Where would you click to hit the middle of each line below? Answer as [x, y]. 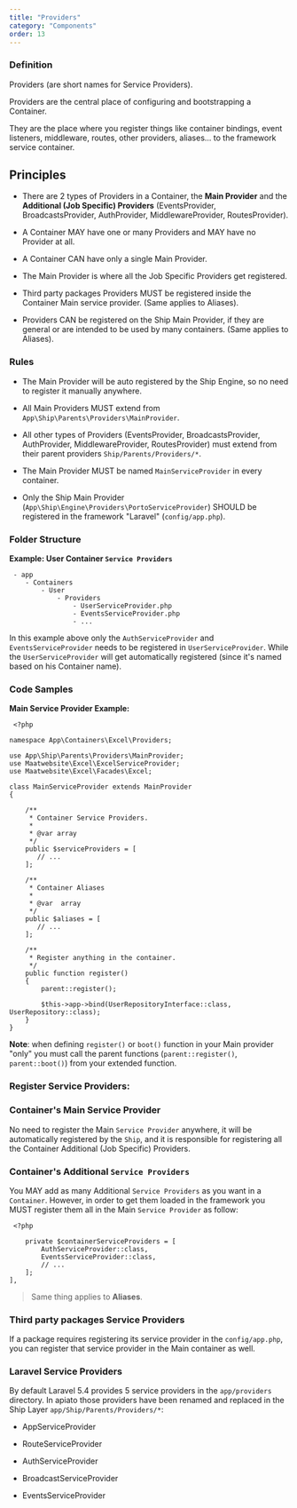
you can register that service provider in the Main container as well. [132, 1349]
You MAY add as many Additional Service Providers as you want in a [135, 1190]
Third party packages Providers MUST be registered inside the [137, 293]
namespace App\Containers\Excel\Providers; [91, 741]
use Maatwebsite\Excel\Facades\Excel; [81, 772]
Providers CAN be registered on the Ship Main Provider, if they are [143, 320]
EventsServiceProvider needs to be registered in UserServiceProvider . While [149, 647]
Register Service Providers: [70, 1086]
